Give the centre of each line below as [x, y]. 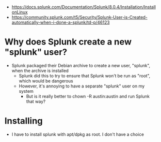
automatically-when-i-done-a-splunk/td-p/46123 [61, 22]
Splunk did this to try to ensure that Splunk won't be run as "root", [85, 76]
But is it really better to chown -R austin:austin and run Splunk [88, 96]
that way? [36, 101]
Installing [24, 121]
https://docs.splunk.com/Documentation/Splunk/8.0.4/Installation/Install [84, 7]
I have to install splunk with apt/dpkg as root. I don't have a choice [78, 134]
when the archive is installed [40, 71]
